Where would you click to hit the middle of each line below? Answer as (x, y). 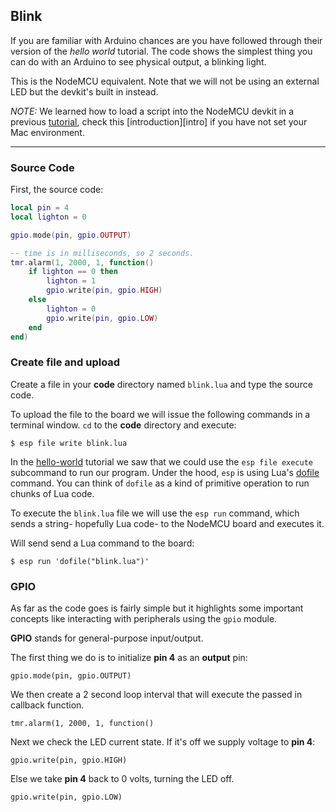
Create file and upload (65, 362)
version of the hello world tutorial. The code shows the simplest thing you (161, 51)
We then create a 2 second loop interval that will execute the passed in (156, 695)
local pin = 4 (40, 208)
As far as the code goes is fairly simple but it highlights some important (157, 608)
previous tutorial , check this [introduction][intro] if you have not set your (159, 121)
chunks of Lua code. (52, 493)
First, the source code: (57, 190)
